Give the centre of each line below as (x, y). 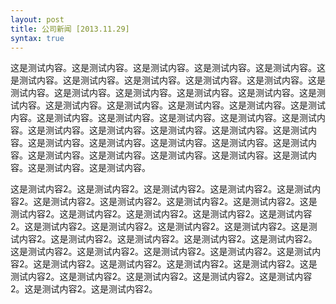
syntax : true (37, 38)
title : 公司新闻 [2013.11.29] (70, 29)
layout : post (37, 19)
